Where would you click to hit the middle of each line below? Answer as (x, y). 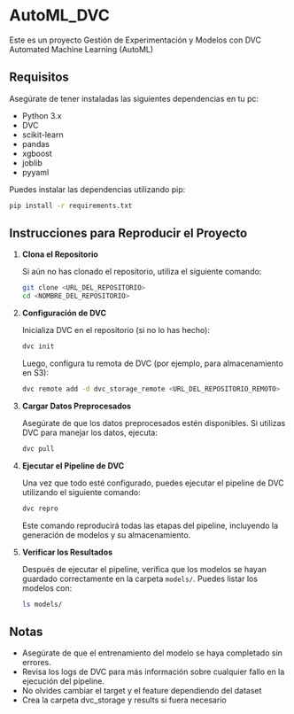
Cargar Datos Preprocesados (76, 406)
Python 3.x (42, 115)
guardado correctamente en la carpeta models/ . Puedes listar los (140, 578)
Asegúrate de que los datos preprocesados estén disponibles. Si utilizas (154, 423)
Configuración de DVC (64, 313)
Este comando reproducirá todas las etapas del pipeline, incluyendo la (150, 525)
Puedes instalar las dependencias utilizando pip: (97, 189)
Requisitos (39, 78)
